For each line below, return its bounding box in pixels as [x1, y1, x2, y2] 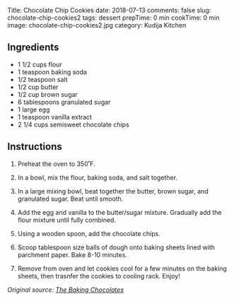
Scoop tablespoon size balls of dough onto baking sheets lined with [17, 243, 216, 252]
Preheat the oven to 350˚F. [17, 159, 95, 168]
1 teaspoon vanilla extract [17, 112, 92, 121]
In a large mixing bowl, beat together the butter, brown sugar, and [17, 187, 209, 195]
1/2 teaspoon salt [17, 75, 69, 83]
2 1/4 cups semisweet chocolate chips [17, 120, 129, 129]
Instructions [7, 141, 62, 153]
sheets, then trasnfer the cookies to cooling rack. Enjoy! [17, 271, 180, 280]
